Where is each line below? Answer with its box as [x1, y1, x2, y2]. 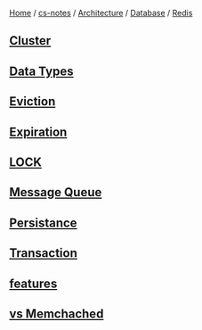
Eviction [9, 94, 56, 110]
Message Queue [9, 185, 102, 200]
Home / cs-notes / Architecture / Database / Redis [9, 8, 193, 18]
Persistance [9, 215, 77, 230]
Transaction [9, 245, 78, 261]
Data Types [9, 63, 74, 78]
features [9, 276, 58, 291]
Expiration [9, 124, 68, 139]
